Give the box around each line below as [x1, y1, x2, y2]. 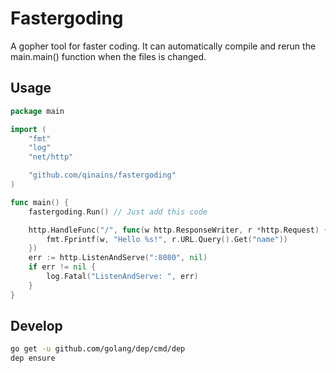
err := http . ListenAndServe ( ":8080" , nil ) [28, 253, 208, 263]
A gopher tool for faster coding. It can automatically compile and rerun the [10, 40, 317, 52]
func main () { [10, 197, 70, 207]
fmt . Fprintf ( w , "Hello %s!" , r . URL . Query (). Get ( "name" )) [46, 234, 289, 244]
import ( [10, 124, 47, 134]
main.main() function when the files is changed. [10, 50, 207, 62]
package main [10, 106, 65, 116]
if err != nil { [28, 262, 97, 272]
